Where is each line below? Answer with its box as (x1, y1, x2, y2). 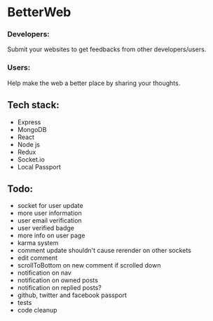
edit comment (17, 254, 58, 262)
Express (17, 117, 41, 126)
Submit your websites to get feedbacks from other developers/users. (7, 45, 207, 53)
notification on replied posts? (17, 284, 102, 292)
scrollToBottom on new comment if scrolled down (17, 261, 161, 270)
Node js (17, 140, 41, 148)
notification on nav (17, 268, 71, 277)
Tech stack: (7, 99, 60, 111)
